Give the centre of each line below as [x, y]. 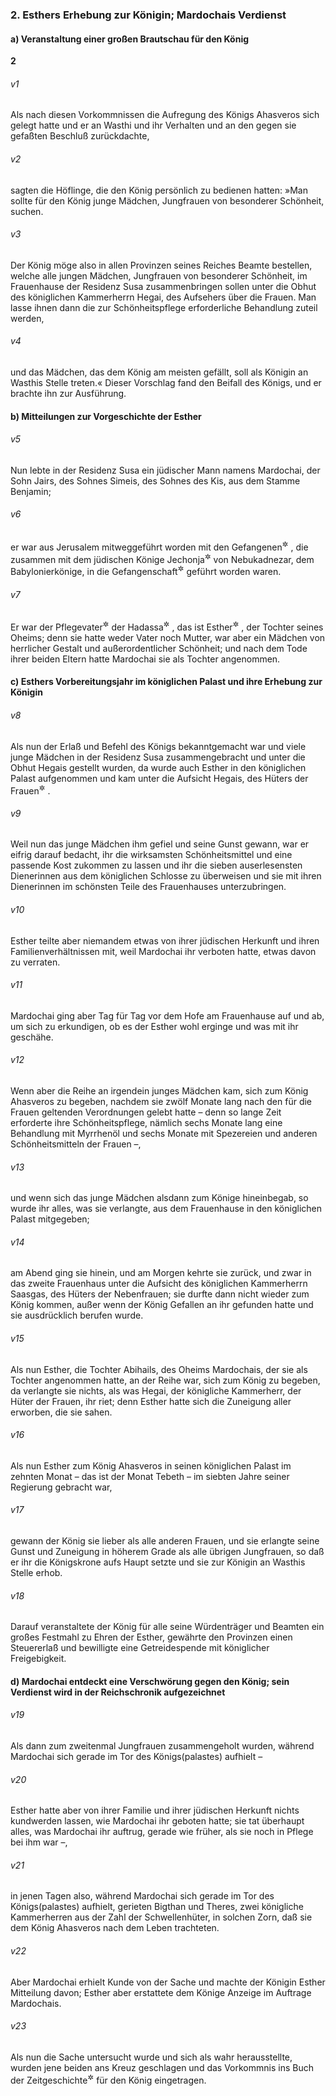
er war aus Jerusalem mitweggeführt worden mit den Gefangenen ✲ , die [159, 546]
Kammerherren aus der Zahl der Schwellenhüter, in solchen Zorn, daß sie [161, 1917]
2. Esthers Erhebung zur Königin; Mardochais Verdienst [148, 15]
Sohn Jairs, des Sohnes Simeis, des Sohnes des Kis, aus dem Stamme [155, 480]
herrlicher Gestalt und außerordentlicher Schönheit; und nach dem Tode [159, 648]
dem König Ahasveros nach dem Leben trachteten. [115, 1928]
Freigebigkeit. [38, 1659]
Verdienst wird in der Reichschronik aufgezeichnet [118, 1692]
